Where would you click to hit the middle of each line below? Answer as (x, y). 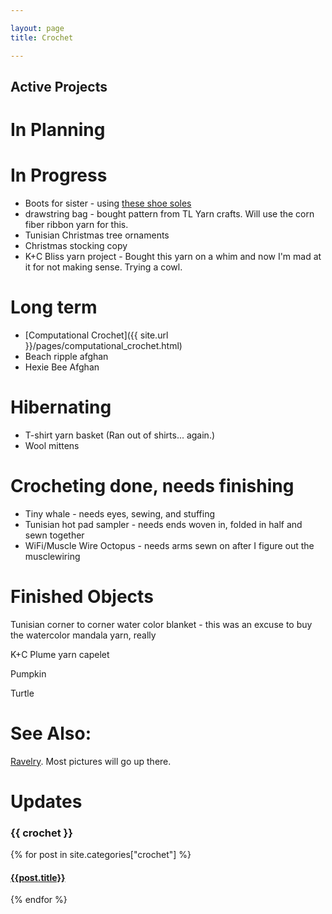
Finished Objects (82, 597)
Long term (54, 307)
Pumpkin (28, 673)
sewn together (54, 535)
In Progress (59, 175)
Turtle (22, 693)
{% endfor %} (39, 900)
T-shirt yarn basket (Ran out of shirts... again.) (120, 435)
